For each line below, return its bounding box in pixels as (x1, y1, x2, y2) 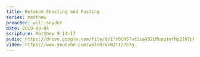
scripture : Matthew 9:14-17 (6, 31, 76, 37)
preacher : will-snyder (6, 20, 62, 26)
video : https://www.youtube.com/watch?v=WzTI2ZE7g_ (6, 42, 137, 48)
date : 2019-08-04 (6, 25, 49, 31)
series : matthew (6, 14, 46, 20)
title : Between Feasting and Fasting (6, 8, 100, 15)
